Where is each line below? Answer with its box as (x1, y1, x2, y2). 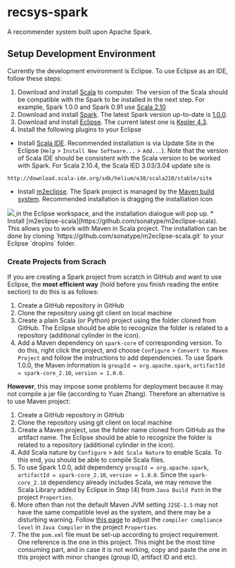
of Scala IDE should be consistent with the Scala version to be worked (17, 153, 221, 162)
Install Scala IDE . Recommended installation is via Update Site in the (17, 139, 215, 147)
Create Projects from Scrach (7, 256, 107, 266)
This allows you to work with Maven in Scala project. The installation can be (7, 224, 227, 232)
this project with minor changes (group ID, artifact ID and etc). (17, 553, 197, 562)
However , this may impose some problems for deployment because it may (7, 382, 224, 391)
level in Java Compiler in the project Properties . (17, 523, 158, 531)
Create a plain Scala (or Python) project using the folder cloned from (17, 316, 217, 324)
